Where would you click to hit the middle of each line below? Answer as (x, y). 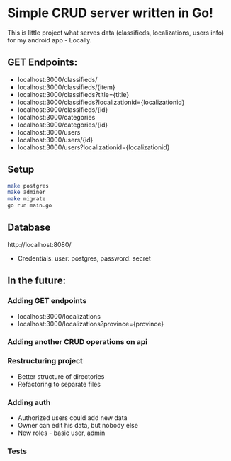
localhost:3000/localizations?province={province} (91, 324)
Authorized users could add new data (72, 418)
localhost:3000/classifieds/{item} (66, 87)
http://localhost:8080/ (40, 244)
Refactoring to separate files (59, 384)
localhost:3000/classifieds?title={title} (73, 94)
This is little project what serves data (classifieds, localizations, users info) (116, 33)
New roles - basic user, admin (61, 433)
